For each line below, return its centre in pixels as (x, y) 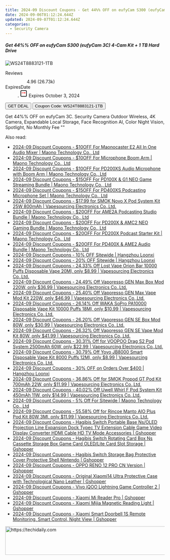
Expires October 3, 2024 (54, 96)
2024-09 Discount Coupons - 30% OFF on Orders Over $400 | (78, 368)
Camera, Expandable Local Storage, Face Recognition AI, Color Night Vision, (85, 122)
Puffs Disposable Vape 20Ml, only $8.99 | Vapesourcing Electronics (83, 271)
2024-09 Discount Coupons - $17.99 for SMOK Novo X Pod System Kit (86, 201)
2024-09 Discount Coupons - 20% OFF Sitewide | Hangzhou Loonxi (84, 260)
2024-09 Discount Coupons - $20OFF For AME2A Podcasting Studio (84, 212)
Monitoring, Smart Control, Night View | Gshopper (65, 519)
